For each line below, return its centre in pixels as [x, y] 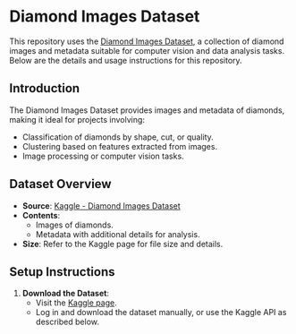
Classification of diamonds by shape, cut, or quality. [118, 137]
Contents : [41, 215]
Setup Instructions [62, 272]
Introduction [45, 88]
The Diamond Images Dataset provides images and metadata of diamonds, [147, 110]
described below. [68, 322]
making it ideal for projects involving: [77, 119]
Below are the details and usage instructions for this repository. [126, 60]
